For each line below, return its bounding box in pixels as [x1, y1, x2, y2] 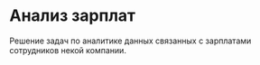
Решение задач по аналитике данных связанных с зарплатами [9, 35, 252, 46]
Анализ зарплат [9, 5, 136, 26]
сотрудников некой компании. [9, 44, 126, 55]
